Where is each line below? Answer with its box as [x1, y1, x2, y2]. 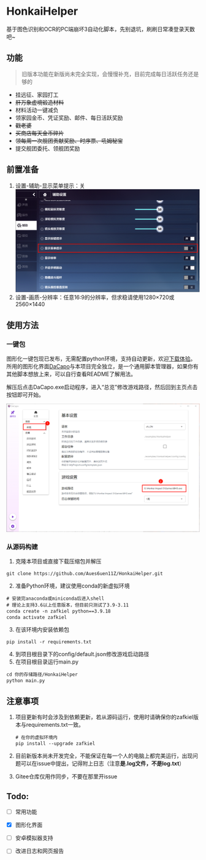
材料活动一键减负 [15, 106, 59, 114]
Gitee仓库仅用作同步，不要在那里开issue [15, 773, 118, 780]
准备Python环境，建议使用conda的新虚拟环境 [15, 582, 130, 590]
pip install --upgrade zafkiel [15, 741, 96, 747]
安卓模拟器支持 [15, 834, 53, 842]
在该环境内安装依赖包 [15, 626, 69, 633]
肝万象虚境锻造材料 [15, 98, 64, 106]
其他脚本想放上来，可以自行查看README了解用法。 [6, 370, 137, 378]
